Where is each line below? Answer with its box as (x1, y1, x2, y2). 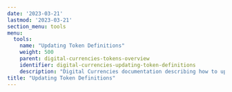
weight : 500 (19, 49, 54, 56)
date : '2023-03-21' (7, 10, 64, 17)
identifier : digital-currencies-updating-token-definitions (19, 62, 196, 68)
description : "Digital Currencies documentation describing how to (19, 68, 217, 75)
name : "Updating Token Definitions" (19, 42, 126, 49)
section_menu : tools (7, 23, 67, 30)
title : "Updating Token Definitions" (7, 74, 116, 82)
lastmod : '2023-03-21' (7, 17, 72, 24)
